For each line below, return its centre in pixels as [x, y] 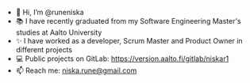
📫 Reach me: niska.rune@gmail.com [76, 70]
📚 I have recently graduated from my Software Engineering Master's [129, 21]
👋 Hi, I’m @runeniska [50, 12]
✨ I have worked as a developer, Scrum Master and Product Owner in [129, 41]
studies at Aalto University [59, 32]
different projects [44, 50]
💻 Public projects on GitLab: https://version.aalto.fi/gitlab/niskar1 [122, 58]
